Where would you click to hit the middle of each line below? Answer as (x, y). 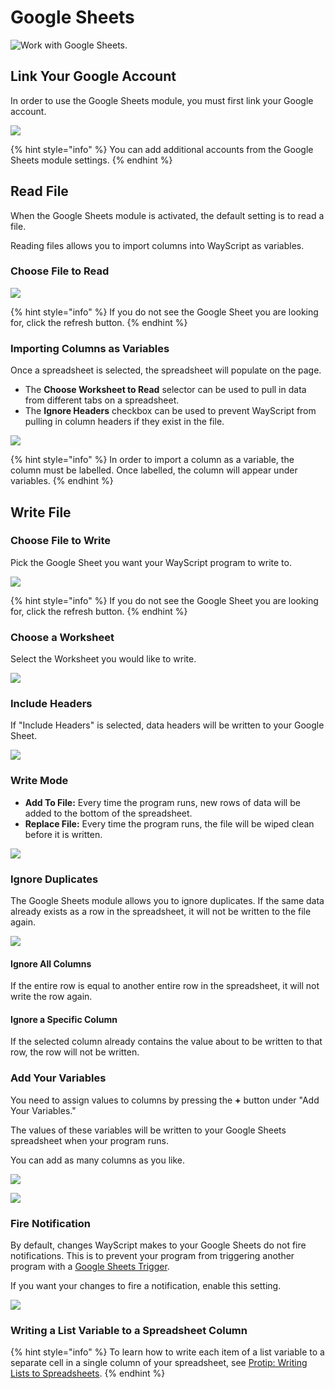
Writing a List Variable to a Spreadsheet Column (129, 1330)
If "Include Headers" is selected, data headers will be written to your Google (167, 725)
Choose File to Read (60, 271)
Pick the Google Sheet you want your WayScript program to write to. (151, 562)
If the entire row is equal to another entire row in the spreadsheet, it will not (165, 986)
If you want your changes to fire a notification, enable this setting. (146, 1286)
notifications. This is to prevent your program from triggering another (152, 1256)
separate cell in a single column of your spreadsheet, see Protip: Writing (159, 1363)
